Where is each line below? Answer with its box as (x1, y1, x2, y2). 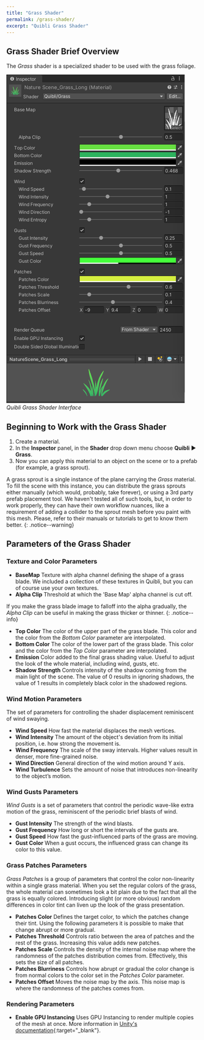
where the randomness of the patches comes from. (15, 984, 145, 992)
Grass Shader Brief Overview (6, 46, 120, 56)
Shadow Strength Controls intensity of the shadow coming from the (15, 666, 188, 674)
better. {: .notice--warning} (6, 521, 75, 529)
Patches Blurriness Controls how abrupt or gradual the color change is (15, 965, 195, 972)
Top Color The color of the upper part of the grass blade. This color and (15, 627, 197, 634)
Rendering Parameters (6, 1000, 75, 1008)
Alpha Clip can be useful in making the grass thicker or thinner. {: (6, 609, 170, 616)
